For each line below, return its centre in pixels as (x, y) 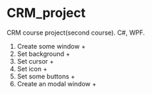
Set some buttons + (46, 76)
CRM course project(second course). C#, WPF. (76, 33)
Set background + (44, 54)
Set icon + (32, 69)
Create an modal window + (57, 83)
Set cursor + (35, 61)
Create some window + (51, 46)
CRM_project (46, 13)
